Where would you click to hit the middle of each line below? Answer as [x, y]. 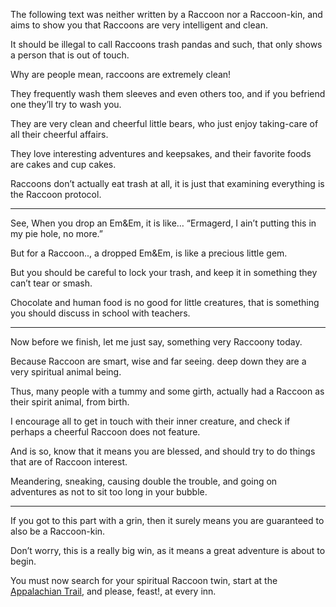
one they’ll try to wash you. [66, 104]
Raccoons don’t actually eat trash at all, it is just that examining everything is [167, 183]
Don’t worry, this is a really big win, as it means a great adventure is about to [168, 550]
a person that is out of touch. [70, 55]
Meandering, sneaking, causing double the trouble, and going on [144, 481]
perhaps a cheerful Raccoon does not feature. [105, 432]
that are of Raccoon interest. [69, 462]
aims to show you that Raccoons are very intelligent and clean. [139, 25]
